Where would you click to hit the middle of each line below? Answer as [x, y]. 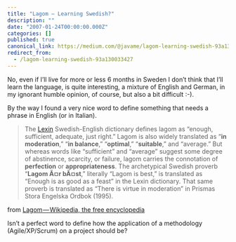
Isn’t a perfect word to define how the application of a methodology [105, 223]
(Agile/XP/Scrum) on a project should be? [67, 230]
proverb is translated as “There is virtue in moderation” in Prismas [120, 188]
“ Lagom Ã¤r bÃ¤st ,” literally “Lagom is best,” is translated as [113, 173]
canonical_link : [31, 46]
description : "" [31, 20]
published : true [31, 40]
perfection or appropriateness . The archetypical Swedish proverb [121, 166]
